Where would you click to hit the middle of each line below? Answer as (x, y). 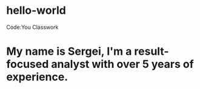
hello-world (36, 11)
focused (28, 64)
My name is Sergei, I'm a (69, 51)
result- (152, 51)
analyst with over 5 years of (122, 64)
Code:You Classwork (32, 27)
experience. (37, 77)
